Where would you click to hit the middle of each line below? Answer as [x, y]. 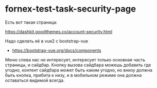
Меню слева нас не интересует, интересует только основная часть [75, 59]
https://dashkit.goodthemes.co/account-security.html [59, 31]
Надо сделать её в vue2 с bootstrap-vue [47, 41]
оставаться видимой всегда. [35, 80]
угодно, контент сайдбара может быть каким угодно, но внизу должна [79, 70]
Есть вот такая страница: [31, 22]
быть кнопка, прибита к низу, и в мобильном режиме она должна [73, 75]
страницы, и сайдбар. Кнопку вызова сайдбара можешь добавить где [78, 65]
